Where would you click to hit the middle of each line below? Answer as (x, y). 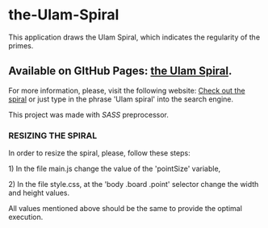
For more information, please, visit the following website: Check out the (127, 90)
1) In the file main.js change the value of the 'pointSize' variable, (115, 169)
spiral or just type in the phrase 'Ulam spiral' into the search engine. (121, 99)
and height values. (39, 193)
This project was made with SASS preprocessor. (89, 114)
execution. (26, 217)
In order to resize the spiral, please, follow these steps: (100, 153)
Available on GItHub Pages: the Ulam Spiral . (120, 71)
